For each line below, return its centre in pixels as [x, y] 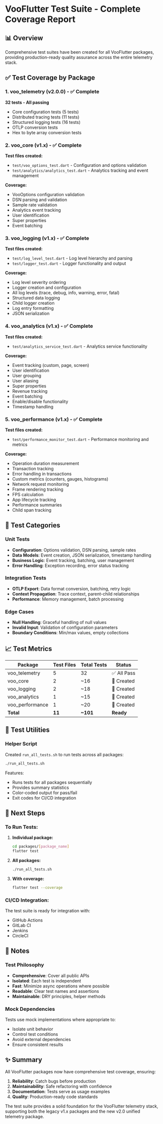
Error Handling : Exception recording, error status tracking [70, 565]
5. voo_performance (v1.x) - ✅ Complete [54, 419]
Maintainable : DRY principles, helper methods [59, 996]
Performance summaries [37, 505]
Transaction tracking [33, 468]
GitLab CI [21, 925]
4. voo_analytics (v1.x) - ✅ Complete [49, 326]
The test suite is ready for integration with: [48, 911]
